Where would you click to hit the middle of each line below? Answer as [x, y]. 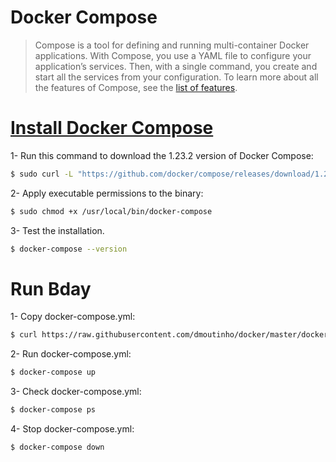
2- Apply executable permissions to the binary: [107, 193]
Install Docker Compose [112, 128]
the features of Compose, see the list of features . [136, 87]
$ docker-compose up [53, 372]
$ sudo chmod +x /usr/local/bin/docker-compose [111, 211]
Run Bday [51, 288]
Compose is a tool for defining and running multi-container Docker [172, 45]
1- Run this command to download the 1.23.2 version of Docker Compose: [162, 155]
